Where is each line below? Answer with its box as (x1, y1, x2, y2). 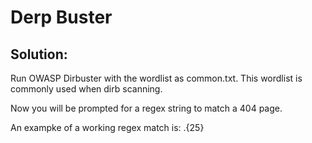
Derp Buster (10, 6, 113, 29)
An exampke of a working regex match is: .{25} (10, 122, 205, 133)
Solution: (10, 46, 68, 63)
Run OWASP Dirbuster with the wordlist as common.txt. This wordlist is (10, 72, 303, 84)
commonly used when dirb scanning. (10, 83, 163, 95)
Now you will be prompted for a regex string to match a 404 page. (10, 102, 283, 114)
